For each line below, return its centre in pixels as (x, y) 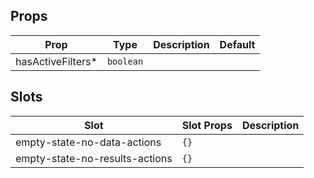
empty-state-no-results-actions (94, 158)
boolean (125, 61)
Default (237, 44)
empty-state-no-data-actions (88, 142)
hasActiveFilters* (56, 61)
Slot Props (207, 125)
